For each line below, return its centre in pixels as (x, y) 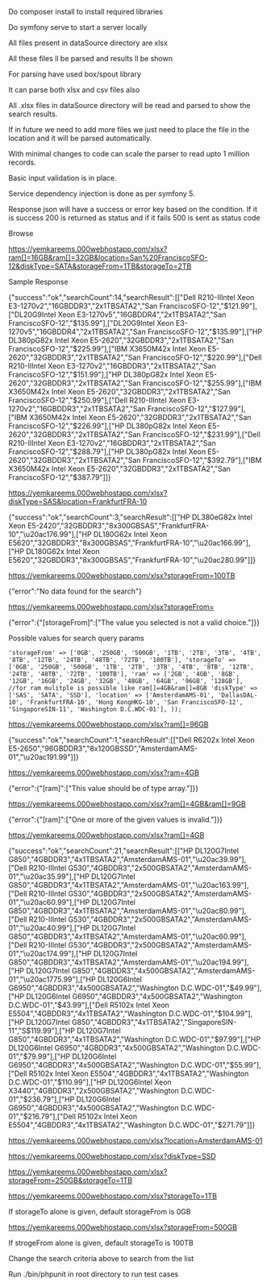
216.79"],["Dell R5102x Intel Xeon (83, 1116)
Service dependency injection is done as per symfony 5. (102, 194)
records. (22, 162)
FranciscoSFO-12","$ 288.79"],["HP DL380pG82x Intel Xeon (107, 452)
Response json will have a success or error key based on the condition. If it (133, 209)
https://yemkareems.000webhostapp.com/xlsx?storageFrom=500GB (123, 1227)
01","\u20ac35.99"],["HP (49, 877)
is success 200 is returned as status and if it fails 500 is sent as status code (134, 218)
